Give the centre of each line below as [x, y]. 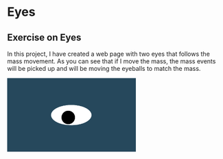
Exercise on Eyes [44, 38]
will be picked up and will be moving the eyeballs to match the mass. [104, 68]
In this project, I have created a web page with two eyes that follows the [109, 54]
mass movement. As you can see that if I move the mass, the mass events [111, 61]
